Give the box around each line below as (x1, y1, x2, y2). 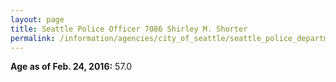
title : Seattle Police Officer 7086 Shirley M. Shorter (10, 24, 248, 34)
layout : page (10, 14, 65, 25)
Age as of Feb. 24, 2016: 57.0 (10, 61, 133, 73)
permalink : (10, 33, 56, 43)
